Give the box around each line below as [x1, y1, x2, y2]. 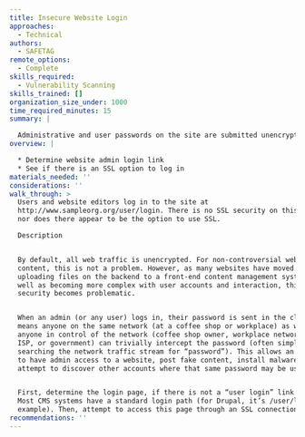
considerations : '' [9, 180, 84, 190]
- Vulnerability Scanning [17, 81, 116, 90]
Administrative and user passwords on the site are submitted [17, 131, 258, 141]
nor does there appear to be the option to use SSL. [17, 215, 221, 224]
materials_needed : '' [9, 172, 92, 181]
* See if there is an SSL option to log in [17, 164, 184, 173]
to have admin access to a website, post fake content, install [17, 355, 266, 364]
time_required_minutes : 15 [9, 106, 112, 115]
